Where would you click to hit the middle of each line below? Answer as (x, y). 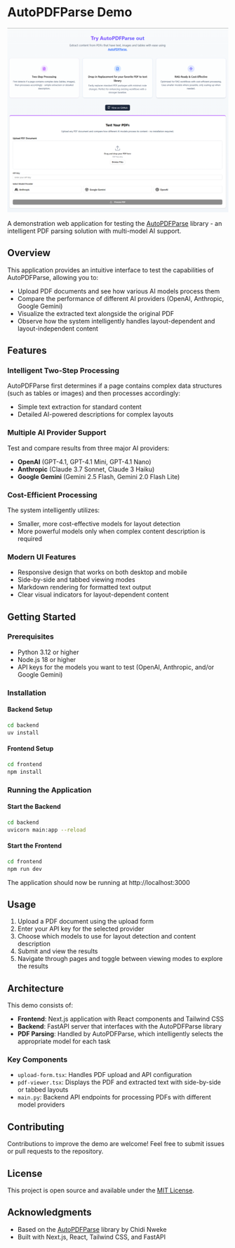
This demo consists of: (40, 1005)
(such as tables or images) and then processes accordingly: (94, 393)
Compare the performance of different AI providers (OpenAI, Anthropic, (121, 298)
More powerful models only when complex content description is (111, 531)
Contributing (36, 1127)
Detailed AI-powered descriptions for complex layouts (95, 414)
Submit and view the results (58, 951)
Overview (29, 253)
